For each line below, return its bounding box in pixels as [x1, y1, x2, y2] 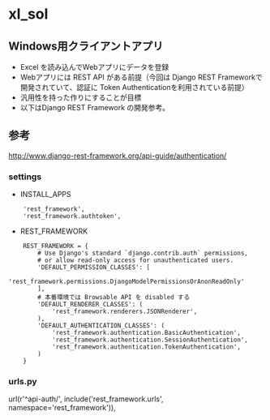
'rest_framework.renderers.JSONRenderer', [51, 307, 198, 316]
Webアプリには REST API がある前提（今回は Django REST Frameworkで [19, 72, 263, 82]
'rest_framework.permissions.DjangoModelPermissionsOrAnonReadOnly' [8, 277, 245, 286]
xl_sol [8, 5, 49, 24]
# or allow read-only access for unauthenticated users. [37, 256, 234, 264]
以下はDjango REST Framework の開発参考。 [19, 103, 170, 112]
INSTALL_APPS [19, 190, 71, 199]
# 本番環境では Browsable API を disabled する [37, 294, 191, 302]
